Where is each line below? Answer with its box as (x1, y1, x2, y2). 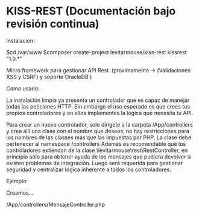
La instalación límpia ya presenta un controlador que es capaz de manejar (6, 96, 190, 104)
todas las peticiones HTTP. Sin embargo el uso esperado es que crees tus (6, 102, 191, 110)
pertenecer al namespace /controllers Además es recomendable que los (6, 140, 186, 147)
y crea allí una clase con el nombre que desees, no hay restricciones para (6, 127, 190, 134)
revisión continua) (6, 17, 99, 31)
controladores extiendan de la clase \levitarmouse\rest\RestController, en (6, 146, 188, 154)
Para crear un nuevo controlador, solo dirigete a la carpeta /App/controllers (6, 121, 193, 128)
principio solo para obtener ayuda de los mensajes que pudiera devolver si (6, 153, 192, 160)
